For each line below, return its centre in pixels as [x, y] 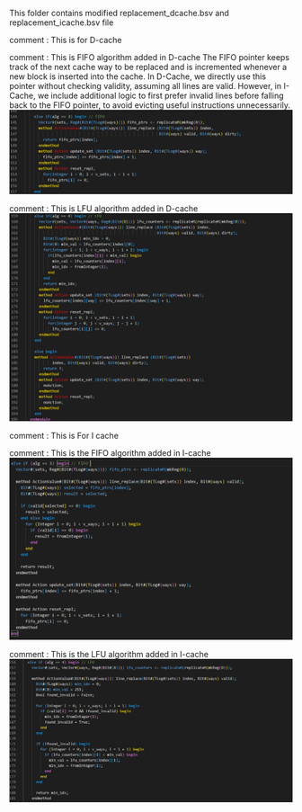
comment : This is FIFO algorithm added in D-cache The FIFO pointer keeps [150, 57]
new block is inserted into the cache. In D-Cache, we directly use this [138, 76]
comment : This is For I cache [64, 435]
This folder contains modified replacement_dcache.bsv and [119, 13]
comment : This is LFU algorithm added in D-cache [104, 208]
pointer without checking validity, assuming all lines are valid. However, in [146, 86]
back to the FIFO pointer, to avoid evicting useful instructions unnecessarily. [150, 105]
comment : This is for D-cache [66, 40]
